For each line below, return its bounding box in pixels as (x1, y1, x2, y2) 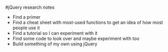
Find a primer (12, 14, 41, 20)
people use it (12, 25, 40, 31)
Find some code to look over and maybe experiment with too (12, 35, 140, 41)
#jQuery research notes (5, 5, 55, 10)
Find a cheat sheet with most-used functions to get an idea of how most (12, 20, 163, 25)
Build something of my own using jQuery (12, 41, 98, 47)
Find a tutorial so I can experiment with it (12, 30, 98, 36)
